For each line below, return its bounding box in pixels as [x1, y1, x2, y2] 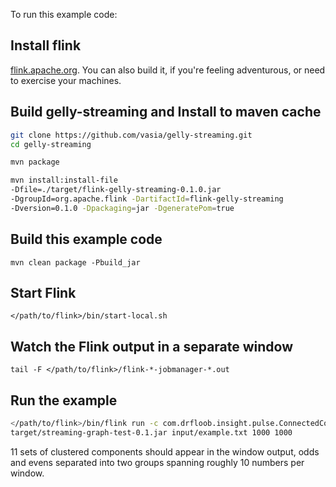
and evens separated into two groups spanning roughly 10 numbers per [10, 456, 305, 468]
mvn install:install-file [10, 175, 118, 186]
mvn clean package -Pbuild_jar [10, 257, 141, 268]
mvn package [10, 157, 60, 168]
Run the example [10, 392, 118, 409]
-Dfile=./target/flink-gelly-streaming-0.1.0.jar [10, 185, 222, 195]
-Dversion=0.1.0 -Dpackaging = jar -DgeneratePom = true [10, 203, 235, 213]
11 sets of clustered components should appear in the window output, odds [10, 445, 320, 458]
